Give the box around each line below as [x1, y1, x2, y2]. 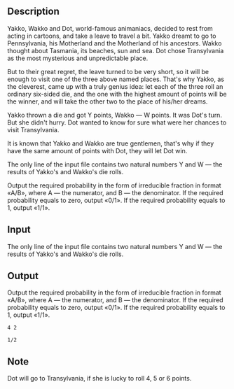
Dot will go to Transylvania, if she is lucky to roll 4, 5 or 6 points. [7, 374, 192, 383]
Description [7, 6, 60, 17]
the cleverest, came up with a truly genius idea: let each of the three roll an [7, 82, 223, 90]
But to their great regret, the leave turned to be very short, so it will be [7, 67, 209, 76]
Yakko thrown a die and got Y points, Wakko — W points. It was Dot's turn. [7, 111, 223, 119]
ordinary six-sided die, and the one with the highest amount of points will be [7, 90, 227, 98]
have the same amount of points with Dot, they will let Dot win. [7, 146, 188, 155]
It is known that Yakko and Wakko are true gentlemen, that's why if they [7, 139, 214, 148]
